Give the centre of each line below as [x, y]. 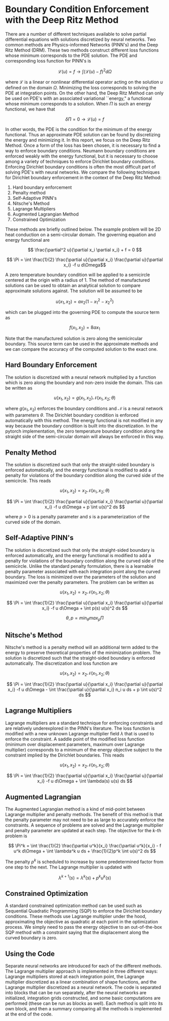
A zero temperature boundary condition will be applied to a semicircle [78, 275]
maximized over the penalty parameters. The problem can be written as [80, 582]
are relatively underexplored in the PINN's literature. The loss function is [80, 728]
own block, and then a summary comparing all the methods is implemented [83, 1009]
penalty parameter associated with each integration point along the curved [83, 571]
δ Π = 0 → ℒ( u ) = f [85, 119]
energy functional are [27, 240]
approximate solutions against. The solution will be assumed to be [74, 291]
